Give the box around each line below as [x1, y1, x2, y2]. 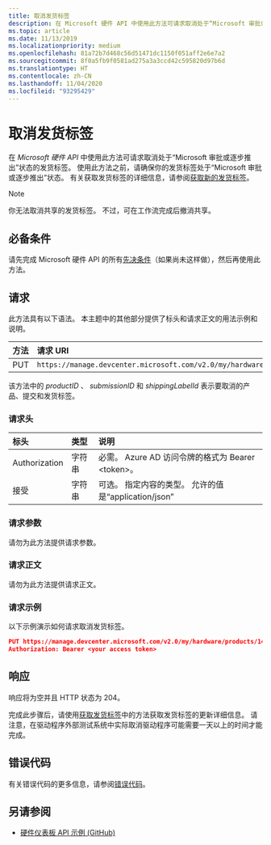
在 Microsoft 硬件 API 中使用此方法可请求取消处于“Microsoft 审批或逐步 [8, 153, 244, 163]
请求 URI [36, 344, 69, 356]
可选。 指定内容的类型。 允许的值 [98, 479, 224, 490]
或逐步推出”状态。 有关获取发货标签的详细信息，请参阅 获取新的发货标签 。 [8, 173, 254, 183]
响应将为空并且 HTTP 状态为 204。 [8, 692, 125, 702]
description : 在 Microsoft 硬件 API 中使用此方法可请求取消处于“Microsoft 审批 [8, 19, 261, 27]
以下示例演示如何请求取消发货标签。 [8, 622, 129, 632]
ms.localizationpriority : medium [8, 42, 121, 50]
